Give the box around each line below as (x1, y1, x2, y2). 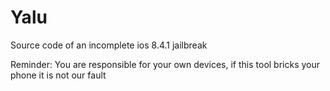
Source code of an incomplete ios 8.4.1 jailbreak (10, 39, 208, 51)
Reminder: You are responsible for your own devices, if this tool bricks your (10, 58, 321, 70)
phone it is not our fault (10, 69, 107, 81)
